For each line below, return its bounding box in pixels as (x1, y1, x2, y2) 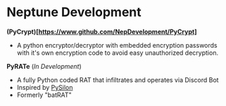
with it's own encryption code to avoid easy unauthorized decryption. (16, 48, 219, 57)
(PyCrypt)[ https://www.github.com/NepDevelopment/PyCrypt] (6, 27, 197, 36)
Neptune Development (6, 4, 142, 20)
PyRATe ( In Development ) (6, 62, 82, 70)
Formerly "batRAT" (16, 91, 72, 99)
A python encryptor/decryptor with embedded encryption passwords (16, 41, 218, 49)
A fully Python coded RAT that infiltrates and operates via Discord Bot (16, 75, 219, 84)
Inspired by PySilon (16, 83, 73, 91)
